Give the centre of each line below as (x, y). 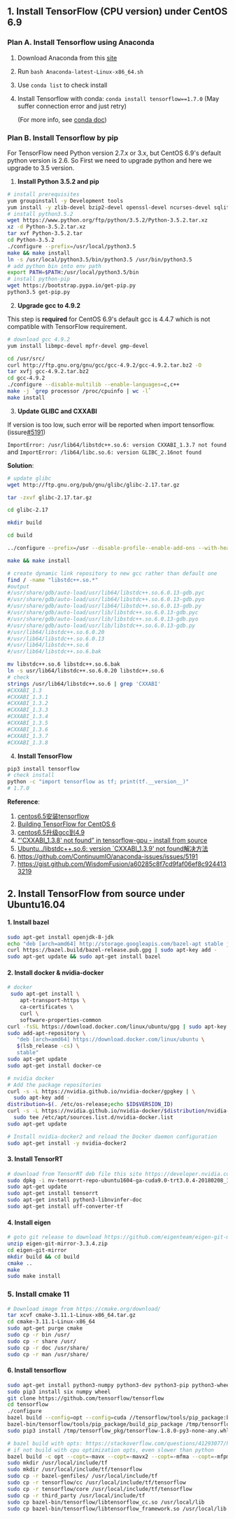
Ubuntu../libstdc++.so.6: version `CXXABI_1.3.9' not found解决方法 (113, 849)
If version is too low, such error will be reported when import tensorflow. (111, 424)
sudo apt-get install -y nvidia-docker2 (67, 1143)
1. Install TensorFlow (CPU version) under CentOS (117, 12)
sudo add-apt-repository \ (47, 1033)
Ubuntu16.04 (36, 904)
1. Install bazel (28, 922)
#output (19, 586)
